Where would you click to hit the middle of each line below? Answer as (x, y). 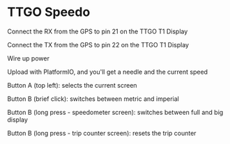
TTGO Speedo (49, 12)
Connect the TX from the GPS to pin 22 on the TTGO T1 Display (98, 45)
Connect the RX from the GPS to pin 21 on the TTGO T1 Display (98, 31)
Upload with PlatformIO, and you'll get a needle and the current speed (107, 72)
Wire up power (29, 58)
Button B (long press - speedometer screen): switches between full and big (115, 112)
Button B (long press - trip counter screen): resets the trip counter (102, 133)
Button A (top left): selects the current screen (72, 85)
